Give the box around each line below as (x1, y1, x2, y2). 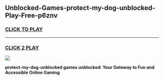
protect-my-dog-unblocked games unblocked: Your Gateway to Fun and (5, 64, 155, 70)
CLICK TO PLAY (5, 26, 43, 33)
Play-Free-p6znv (5, 12, 58, 20)
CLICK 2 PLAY (5, 44, 39, 51)
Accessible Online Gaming (5, 69, 60, 75)
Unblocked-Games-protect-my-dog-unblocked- (5, 4, 156, 12)
